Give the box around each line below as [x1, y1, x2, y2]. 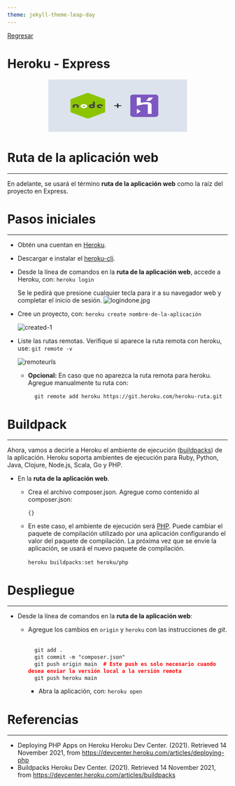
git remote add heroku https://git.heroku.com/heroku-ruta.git [34, 393, 222, 400]
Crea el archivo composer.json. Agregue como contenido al [27, 488, 199, 496]
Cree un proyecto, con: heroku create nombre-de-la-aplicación [17, 310, 201, 318]
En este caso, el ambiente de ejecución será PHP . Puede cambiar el [27, 522, 223, 530]
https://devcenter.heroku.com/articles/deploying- [81, 748, 225, 757]
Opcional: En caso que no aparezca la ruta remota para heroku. [27, 371, 212, 380]
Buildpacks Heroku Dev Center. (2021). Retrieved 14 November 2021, [17, 764, 216, 772]
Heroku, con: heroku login [17, 275, 94, 284]
